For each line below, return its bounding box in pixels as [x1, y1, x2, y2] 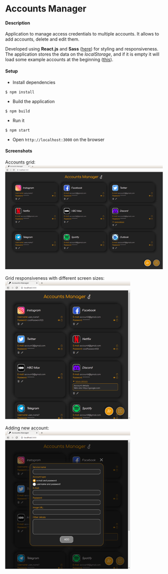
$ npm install [5, 90, 35, 95]
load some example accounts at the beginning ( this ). [5, 57, 113, 63]
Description [5, 20, 30, 26]
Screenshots [5, 148, 32, 154]
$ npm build [5, 109, 30, 114]
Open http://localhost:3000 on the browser [12, 136, 105, 143]
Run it [12, 117, 25, 123]
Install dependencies [12, 79, 56, 85]
